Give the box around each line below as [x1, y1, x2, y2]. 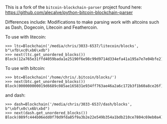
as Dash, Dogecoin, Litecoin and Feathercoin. [5, 24, 98, 30]
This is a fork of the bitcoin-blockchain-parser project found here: [5, 4, 143, 10]
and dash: [5, 92, 26, 98]
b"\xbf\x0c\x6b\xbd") [5, 106, 50, 111]
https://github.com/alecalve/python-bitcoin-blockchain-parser [5, 9, 133, 15]
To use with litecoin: [5, 34, 46, 40]
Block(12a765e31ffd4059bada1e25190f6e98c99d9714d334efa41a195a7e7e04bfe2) [5, 57, 164, 62]
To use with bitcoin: [5, 65, 46, 71]
